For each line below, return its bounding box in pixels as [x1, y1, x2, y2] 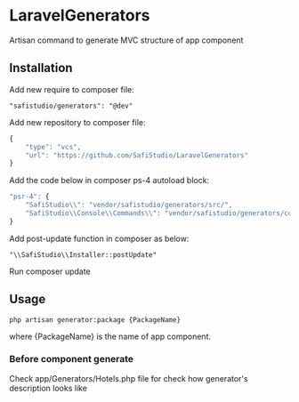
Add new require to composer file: [9, 84, 135, 94]
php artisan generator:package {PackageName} [9, 315, 181, 325]
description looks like [9, 382, 87, 393]
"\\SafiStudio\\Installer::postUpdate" [9, 250, 158, 259]
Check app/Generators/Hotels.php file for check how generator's [9, 373, 248, 383]
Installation [9, 60, 73, 76]
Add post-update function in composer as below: [9, 233, 190, 244]
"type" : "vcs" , [25, 142, 82, 151]
